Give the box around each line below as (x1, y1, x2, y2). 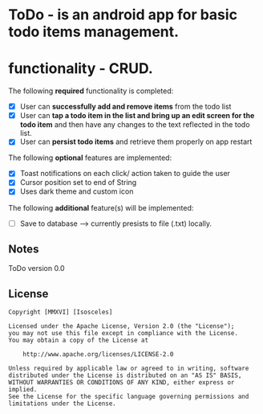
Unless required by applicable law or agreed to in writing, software (8, 364, 249, 373)
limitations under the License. (8, 400, 116, 408)
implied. (8, 386, 38, 394)
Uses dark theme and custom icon (19, 187, 134, 196)
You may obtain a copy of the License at (8, 336, 149, 345)
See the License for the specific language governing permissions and (8, 392, 249, 401)
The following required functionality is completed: (8, 86, 174, 96)
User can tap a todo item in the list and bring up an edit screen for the (19, 111, 255, 121)
